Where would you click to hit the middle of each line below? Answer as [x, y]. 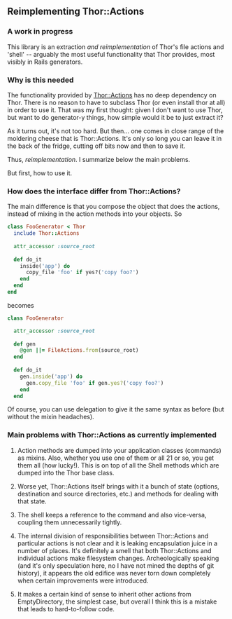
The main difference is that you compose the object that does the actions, [114, 207]
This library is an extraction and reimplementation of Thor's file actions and [116, 47]
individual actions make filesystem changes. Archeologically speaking [118, 558]
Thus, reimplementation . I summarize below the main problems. [99, 159]
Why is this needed [41, 80]
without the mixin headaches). [51, 417]
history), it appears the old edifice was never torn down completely [114, 573]
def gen [25, 344]
